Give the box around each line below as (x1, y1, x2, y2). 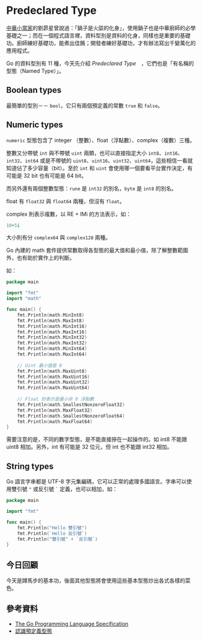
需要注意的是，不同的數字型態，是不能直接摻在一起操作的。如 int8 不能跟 (6, 436, 188, 443)
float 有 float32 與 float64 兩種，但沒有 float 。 (6, 197, 125, 205)
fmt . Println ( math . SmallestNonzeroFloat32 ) (17, 401, 125, 407)
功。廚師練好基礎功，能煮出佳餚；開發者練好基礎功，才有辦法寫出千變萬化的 (6, 39, 196, 46)
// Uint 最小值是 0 (17, 362, 62, 368)
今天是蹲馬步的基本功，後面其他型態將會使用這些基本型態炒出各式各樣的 (6, 577, 185, 585)
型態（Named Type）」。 (6, 67, 65, 74)
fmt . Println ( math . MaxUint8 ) (17, 368, 87, 374)
